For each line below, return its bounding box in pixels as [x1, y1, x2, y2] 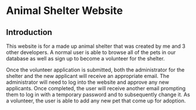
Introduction [6, 27, 53, 37]
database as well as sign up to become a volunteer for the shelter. [6, 55, 165, 62]
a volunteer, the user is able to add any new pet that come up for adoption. [6, 97, 186, 104]
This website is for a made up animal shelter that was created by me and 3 [6, 42, 185, 49]
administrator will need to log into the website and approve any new [6, 79, 170, 86]
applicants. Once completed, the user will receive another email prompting [6, 85, 186, 91]
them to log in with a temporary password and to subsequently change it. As [6, 91, 190, 98]
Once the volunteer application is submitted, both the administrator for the [6, 66, 185, 73]
